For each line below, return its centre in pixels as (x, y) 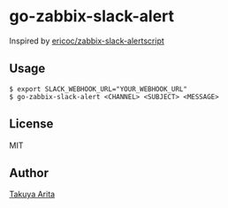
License (31, 124)
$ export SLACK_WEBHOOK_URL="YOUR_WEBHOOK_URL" (99, 89)
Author (29, 173)
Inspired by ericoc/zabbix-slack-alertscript (87, 41)
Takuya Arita (32, 194)
